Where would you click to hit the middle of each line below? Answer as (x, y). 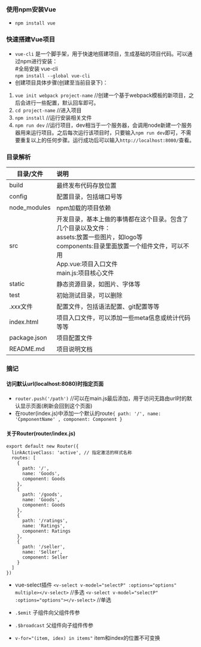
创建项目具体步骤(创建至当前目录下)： (62, 83)
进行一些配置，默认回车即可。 (62, 102)
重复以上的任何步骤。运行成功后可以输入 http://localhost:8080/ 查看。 (107, 140)
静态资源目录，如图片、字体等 (98, 284)
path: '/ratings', (45, 521)
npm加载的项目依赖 (84, 207)
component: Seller (45, 557)
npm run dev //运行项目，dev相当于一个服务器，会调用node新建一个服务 (103, 125)
